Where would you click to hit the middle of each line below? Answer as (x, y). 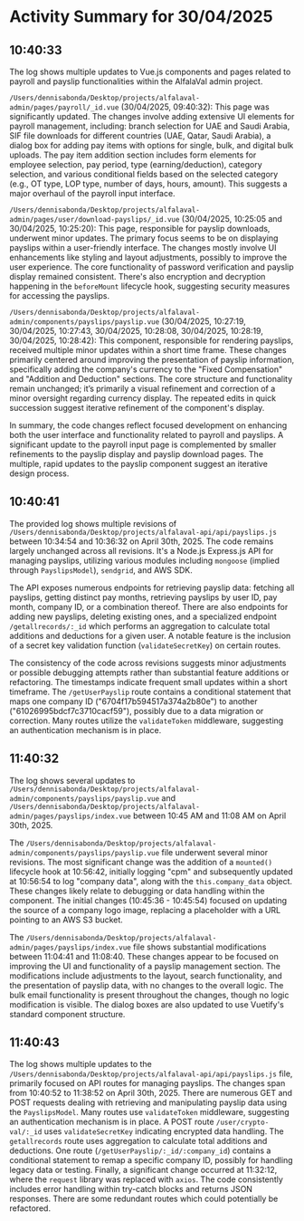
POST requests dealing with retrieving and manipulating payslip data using (148, 1102)
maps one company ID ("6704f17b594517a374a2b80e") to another (133, 701)
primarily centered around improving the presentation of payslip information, (152, 360)
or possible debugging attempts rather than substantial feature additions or (149, 673)
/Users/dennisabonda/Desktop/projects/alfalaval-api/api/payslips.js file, (151, 1073)
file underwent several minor (215, 852)
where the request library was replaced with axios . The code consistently (146, 1179)
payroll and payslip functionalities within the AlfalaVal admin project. (136, 81)
